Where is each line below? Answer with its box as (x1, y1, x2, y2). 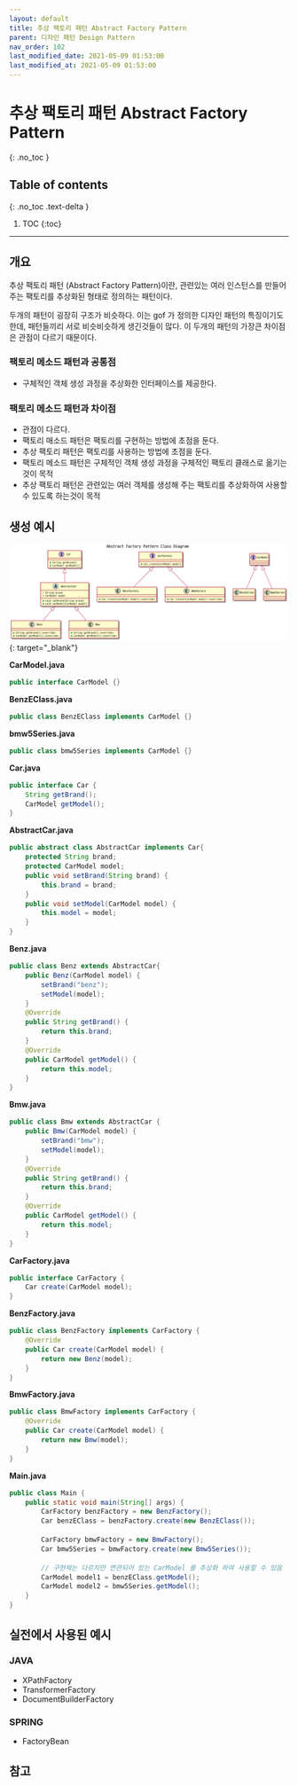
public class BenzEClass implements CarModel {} (9, 712, 192, 722)
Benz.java (9, 944, 47, 954)
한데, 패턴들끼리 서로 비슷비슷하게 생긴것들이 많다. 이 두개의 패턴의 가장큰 (9, 320, 263, 332)
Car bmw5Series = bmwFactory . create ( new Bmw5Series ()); (41, 1544, 252, 1554)
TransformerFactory (21, 1684, 96, 1695)
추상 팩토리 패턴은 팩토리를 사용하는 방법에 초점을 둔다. (21, 446, 212, 457)
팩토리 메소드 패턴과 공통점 (9, 356, 117, 368)
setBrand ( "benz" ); (41, 980, 109, 989)
